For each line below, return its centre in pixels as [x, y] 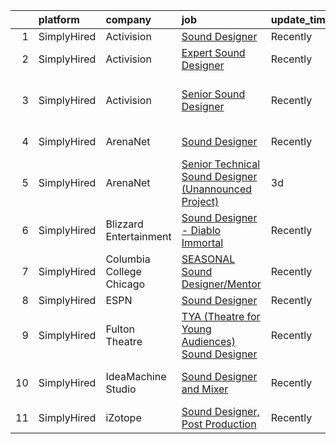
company [128, 19]
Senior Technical [221, 164]
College [123, 271]
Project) [200, 201]
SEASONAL [208, 259]
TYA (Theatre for [221, 316]
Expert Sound [213, 52]
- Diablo [201, 230]
